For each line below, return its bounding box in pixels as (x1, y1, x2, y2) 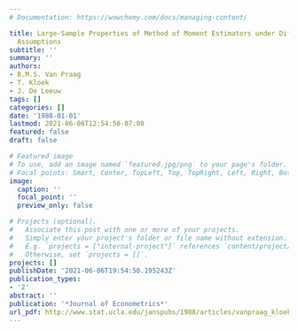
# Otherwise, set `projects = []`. (9, 249, 149, 259)
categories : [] (9, 103, 66, 111)
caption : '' (17, 185, 62, 194)
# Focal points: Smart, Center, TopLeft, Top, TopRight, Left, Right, (9, 168, 276, 177)
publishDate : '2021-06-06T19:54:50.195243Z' (9, 266, 176, 275)
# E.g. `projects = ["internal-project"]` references (9, 242, 220, 250)
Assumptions (17, 37, 62, 46)
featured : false (9, 127, 69, 137)
